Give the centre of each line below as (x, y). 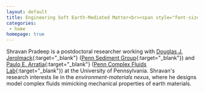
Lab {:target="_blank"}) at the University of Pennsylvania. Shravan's (90, 71)
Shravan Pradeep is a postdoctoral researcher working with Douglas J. (95, 51)
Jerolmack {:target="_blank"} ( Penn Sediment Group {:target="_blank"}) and (100, 58)
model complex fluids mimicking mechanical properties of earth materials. (99, 84)
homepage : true (25, 34)
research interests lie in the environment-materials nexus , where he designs (101, 77)
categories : (21, 23)
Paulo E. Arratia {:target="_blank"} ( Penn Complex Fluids (76, 65)
